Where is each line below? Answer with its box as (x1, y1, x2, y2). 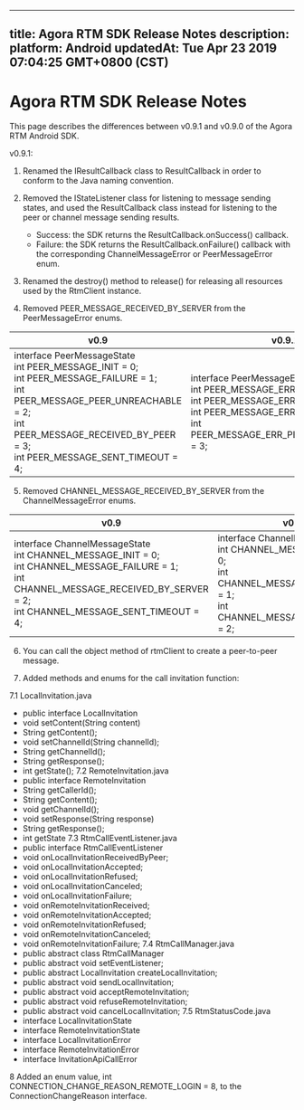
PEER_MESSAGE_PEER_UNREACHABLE (14, 394, 183, 407)
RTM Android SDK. (9, 130, 80, 141)
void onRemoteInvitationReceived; (22, 900, 150, 911)
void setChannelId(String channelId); (22, 736, 160, 747)
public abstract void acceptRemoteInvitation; (22, 987, 190, 998)
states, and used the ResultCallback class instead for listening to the (22, 203, 278, 213)
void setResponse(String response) (22, 813, 155, 824)
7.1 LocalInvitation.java (9, 690, 92, 701)
